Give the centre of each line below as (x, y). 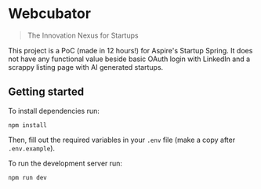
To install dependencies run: (54, 111)
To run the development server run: (65, 163)
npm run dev (27, 177)
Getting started (46, 92)
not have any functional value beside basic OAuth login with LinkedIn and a (129, 59)
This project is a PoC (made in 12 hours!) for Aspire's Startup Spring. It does (130, 50)
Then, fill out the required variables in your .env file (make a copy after (122, 140)
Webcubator (50, 14)
